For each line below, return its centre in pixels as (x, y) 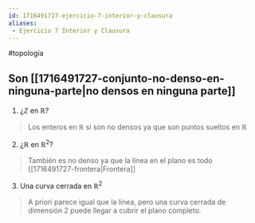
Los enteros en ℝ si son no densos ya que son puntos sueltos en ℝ (137, 127)
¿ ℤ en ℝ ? (34, 111)
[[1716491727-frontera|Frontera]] (82, 169)
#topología (26, 54)
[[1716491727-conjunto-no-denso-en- (127, 78)
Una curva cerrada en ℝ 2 (61, 185)
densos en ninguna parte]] (168, 91)
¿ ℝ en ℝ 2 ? (36, 143)
